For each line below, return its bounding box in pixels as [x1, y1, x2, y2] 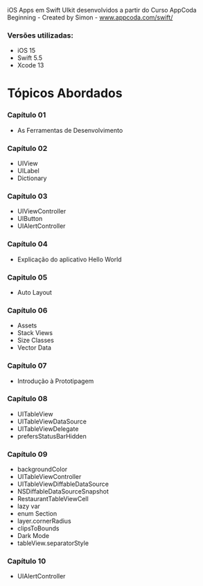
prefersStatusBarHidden [17, 432, 87, 440]
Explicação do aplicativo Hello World [17, 255, 123, 263]
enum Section [17, 510, 58, 518]
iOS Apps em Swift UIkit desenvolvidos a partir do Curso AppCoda [7, 6, 197, 14]
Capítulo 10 [7, 556, 46, 566]
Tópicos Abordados [7, 86, 123, 101]
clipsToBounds [17, 524, 60, 532]
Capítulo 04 [7, 239, 48, 249]
